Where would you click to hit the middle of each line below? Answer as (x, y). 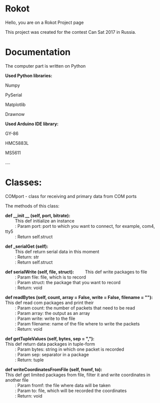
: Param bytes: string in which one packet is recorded (69, 349)
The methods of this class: (32, 206)
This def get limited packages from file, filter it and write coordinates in (78, 375)
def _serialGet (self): (27, 246)
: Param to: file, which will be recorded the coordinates (71, 391)
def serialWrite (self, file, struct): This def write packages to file (76, 272)
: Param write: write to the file (45, 318)
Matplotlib (15, 104)
